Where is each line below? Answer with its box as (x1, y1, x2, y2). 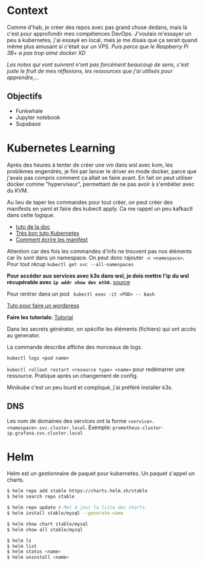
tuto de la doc (15, 223, 51, 230)
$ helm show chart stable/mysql (7, 521, 88, 527)
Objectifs (7, 91, 43, 101)
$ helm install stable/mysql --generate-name (7, 510, 123, 517)
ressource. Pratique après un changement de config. (7, 372, 138, 379)
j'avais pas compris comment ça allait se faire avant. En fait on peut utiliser (7, 174, 193, 181)
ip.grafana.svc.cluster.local (7, 430, 83, 436)
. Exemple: (85, 424, 111, 431)
